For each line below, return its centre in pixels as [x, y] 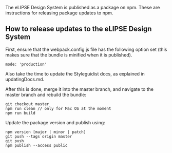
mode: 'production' [26, 64]
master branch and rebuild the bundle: [46, 94]
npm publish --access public [36, 145]
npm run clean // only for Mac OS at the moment [58, 108]
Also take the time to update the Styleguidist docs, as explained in [75, 73]
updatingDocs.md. [25, 79]
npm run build [21, 113]
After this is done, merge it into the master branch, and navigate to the [80, 89]
